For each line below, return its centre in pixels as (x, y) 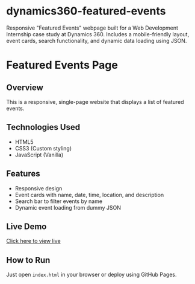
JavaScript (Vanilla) (39, 155)
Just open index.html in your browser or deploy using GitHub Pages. (91, 275)
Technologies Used (43, 127)
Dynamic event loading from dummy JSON (68, 207)
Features (23, 174)
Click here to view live (34, 241)
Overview (25, 87)
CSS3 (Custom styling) (43, 148)
